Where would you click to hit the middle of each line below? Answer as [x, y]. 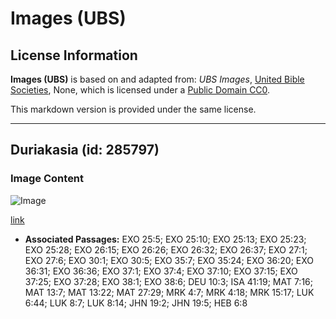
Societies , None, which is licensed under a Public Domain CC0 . [140, 90]
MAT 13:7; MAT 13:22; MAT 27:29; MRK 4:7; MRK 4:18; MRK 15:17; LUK [169, 292]
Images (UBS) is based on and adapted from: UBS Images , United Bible [157, 79]
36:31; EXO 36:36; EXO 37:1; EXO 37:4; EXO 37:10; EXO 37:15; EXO [161, 271]
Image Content [47, 179]
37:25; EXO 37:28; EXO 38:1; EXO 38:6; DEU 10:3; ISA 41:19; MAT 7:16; [168, 281]
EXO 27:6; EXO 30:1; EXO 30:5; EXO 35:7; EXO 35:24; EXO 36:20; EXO [169, 260]
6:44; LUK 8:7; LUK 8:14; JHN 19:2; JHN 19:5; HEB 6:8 [136, 303]
